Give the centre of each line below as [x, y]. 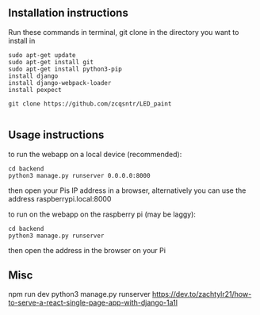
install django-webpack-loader [60, 83]
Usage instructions [56, 135]
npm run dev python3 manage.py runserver [79, 294]
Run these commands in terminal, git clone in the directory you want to [124, 32]
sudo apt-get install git [51, 62]
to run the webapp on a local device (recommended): [95, 154]
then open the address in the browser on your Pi [87, 250]
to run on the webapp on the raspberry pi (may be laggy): [102, 214]
